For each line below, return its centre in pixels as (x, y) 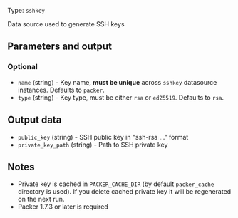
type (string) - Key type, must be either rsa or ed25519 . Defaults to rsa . (121, 97)
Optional (22, 67)
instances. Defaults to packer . (61, 90)
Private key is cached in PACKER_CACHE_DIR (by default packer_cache (116, 184)
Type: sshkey (26, 10)
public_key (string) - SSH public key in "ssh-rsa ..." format (103, 137)
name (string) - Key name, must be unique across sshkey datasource (117, 82)
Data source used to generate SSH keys (66, 24)
